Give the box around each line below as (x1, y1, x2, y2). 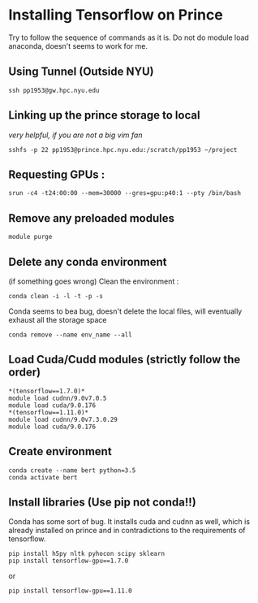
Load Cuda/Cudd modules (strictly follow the (8, 353, 241, 367)
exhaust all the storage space (8, 315, 107, 324)
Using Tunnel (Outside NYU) (8, 65, 154, 79)
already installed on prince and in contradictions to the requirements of (8, 526, 246, 536)
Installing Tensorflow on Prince (8, 6, 223, 24)
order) (8, 366, 41, 380)
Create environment (8, 445, 112, 458)
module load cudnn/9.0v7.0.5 (8, 394, 107, 402)
